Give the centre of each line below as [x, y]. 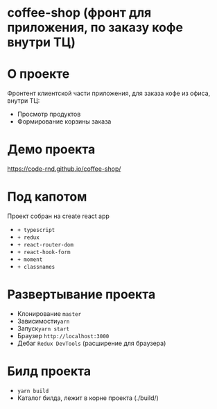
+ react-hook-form [44, 252]
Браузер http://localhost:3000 [63, 335]
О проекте [38, 74]
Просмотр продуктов [49, 114]
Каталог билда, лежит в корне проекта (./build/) [88, 398]
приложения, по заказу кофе [95, 27]
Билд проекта [49, 371]
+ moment [30, 260]
